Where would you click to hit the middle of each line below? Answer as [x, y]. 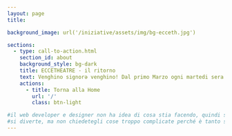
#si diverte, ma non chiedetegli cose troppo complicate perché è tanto [114, 122]
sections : [21, 45]
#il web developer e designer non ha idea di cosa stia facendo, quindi [114, 115]
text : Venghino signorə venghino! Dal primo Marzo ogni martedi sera [122, 77]
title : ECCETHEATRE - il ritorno [68, 70]
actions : [32, 84]
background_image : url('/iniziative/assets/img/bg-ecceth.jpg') [101, 32]
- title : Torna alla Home [62, 90]
